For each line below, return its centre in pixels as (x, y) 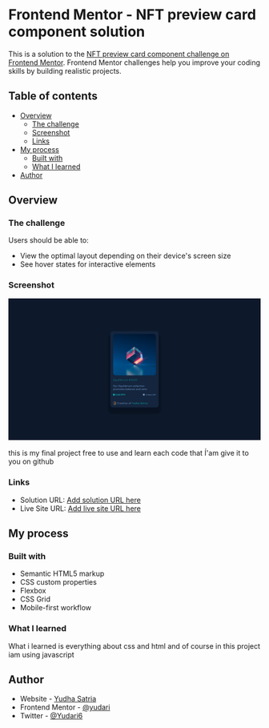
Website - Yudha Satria (58, 699)
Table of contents (53, 97)
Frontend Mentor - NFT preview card (132, 15)
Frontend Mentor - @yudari (65, 707)
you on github (31, 461)
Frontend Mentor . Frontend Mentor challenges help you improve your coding (134, 62)
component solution (77, 32)
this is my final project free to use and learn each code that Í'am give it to (129, 453)
